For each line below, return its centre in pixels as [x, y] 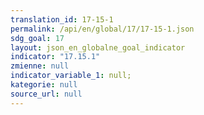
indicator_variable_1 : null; [71, 76]
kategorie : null [44, 85]
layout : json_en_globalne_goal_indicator [98, 47]
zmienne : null [40, 66]
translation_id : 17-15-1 [62, 19]
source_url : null [46, 94]
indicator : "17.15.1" [55, 57]
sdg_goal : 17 [37, 38]
